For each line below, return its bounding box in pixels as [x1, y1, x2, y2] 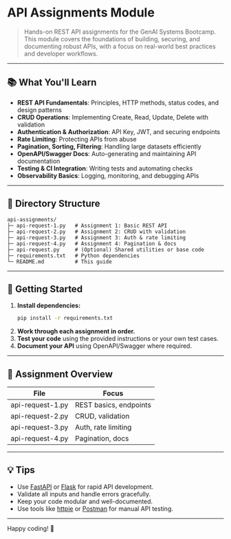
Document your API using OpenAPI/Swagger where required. [16, 342, 192, 350]
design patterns [16, 105, 63, 114]
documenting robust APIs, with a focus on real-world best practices [23, 42, 217, 50]
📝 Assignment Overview [7, 368, 113, 379]
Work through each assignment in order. [16, 327, 135, 335]
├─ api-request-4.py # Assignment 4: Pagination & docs [7, 240, 177, 247]
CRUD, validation [74, 411, 130, 421]
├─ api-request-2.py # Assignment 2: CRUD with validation [7, 228, 186, 235]
